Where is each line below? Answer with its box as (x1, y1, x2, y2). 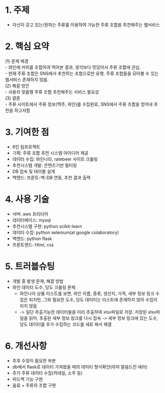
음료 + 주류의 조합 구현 (12, 382, 56, 388)
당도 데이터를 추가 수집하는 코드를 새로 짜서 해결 (19, 321, 112, 327)
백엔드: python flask (12, 235, 52, 242)
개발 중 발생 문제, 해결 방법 (12, 278, 64, 284)
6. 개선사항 (5, 340, 47, 352)
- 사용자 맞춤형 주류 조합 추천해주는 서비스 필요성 (5, 89, 99, 95)
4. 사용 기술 (5, 194, 49, 205)
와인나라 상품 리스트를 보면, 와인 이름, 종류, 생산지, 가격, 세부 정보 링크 (19, 290, 155, 296)
